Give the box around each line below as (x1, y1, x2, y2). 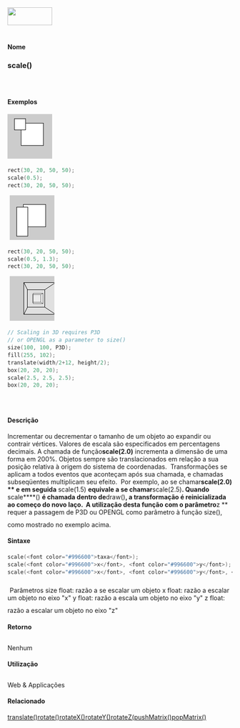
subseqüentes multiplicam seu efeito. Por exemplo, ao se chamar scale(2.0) (7, 477, 232, 486)
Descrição (7, 416, 39, 424)
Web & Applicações (7, 680, 66, 689)
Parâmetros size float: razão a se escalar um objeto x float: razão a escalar (9, 586, 230, 595)
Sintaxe (7, 537, 31, 545)
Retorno (7, 622, 32, 631)
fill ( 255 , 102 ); (7, 351, 56, 359)
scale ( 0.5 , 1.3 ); (7, 255, 59, 263)
